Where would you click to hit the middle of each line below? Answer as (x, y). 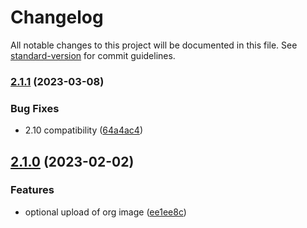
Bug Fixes (35, 108)
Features (32, 190)
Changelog (57, 17)
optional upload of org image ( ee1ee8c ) (105, 212)
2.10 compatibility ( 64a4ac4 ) (83, 130)
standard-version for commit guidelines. (93, 55)
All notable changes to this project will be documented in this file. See (154, 45)
